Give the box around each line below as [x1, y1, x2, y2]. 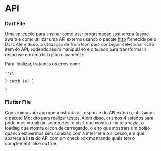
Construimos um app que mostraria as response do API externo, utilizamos [5, 109, 155, 115]
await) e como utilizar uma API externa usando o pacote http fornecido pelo [5, 36, 157, 42]
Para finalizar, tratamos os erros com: [5, 61, 80, 67]
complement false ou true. [5, 140, 58, 146]
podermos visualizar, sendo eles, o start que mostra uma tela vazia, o [5, 120, 144, 126]
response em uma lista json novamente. [5, 52, 85, 58]
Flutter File [5, 99, 31, 106]
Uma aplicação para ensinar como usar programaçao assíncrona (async [5, 31, 149, 37]
